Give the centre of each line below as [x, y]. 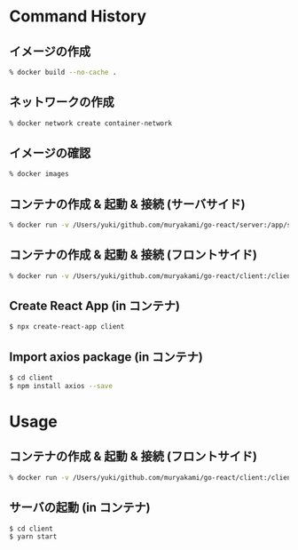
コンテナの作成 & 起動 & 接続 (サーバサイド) [127, 204]
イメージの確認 [50, 153]
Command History [78, 16]
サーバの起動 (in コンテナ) [80, 508]
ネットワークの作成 [62, 103]
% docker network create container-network [91, 123]
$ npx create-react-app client [67, 327]
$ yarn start [33, 537]
